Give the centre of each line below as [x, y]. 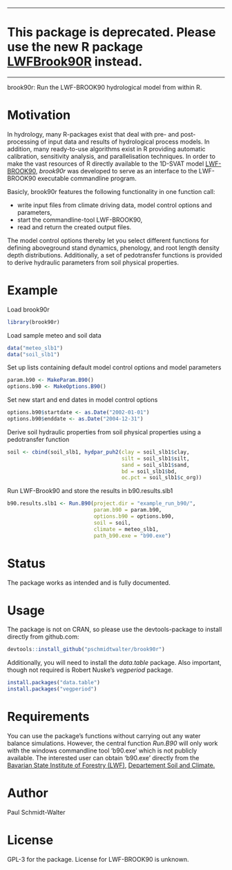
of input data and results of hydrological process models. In [125, 142]
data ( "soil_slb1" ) [33, 354]
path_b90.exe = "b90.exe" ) [132, 536]
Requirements [48, 717]
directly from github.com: [43, 637]
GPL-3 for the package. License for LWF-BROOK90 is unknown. [98, 859]
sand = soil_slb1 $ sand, [155, 465]
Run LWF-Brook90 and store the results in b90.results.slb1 [90, 491]
